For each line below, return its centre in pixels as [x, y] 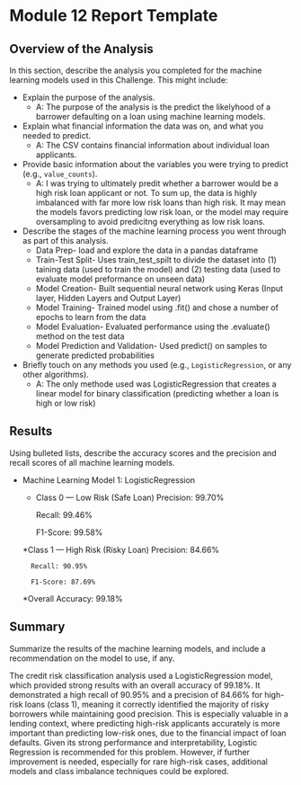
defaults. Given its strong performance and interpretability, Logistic [133, 742]
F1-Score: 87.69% [63, 582]
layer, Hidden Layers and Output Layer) [108, 298]
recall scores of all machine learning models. [92, 462]
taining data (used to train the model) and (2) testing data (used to [158, 269]
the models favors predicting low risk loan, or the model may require [162, 212]
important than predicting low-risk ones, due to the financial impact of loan [148, 733]
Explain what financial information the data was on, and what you [143, 126]
